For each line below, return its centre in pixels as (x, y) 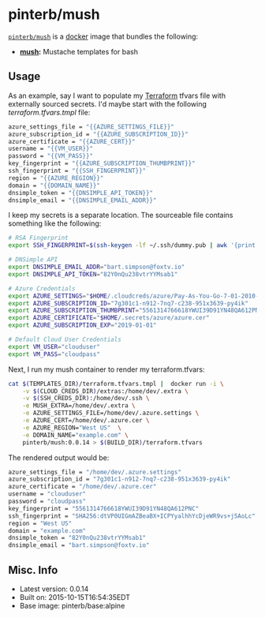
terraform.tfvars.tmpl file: (49, 112)
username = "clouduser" (47, 494)
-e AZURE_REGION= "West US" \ (72, 428)
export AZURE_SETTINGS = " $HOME (58, 296)
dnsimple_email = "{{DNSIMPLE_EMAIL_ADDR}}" (82, 200)
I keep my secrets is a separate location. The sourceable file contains (121, 215)
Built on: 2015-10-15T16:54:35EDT (75, 597)
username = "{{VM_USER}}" (50, 149)
